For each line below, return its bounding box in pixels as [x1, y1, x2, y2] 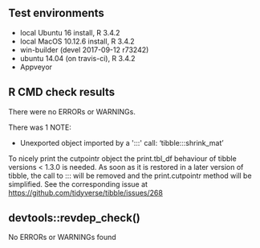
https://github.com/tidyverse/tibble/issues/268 [8, 188, 163, 197]
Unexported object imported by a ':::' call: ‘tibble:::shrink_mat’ [19, 138, 224, 147]
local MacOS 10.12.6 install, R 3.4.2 [19, 36, 135, 46]
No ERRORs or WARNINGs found [8, 233, 116, 242]
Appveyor [19, 62, 53, 72]
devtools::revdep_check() [8, 211, 140, 225]
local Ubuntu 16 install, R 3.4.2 [19, 27, 120, 37]
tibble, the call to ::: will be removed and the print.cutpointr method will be [8, 171, 252, 180]
